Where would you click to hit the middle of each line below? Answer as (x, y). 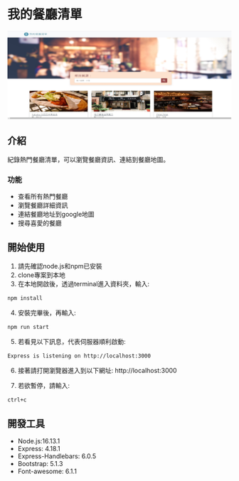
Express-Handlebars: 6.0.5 (57, 456)
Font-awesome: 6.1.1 (47, 471)
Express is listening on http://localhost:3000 (79, 356)
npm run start (28, 327)
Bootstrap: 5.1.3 (40, 464)
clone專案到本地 (42, 275)
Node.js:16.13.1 (39, 441)
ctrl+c (17, 400)
